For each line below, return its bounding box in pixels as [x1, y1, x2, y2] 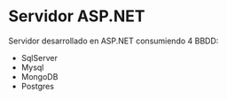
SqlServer [20, 52, 59, 63]
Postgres [20, 81, 55, 91]
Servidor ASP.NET [8, 6, 145, 27]
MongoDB [20, 71, 59, 81]
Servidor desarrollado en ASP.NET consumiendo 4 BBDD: [8, 35, 219, 46]
